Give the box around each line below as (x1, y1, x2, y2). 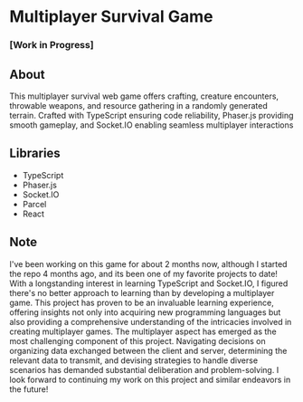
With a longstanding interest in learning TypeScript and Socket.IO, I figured (9, 278, 289, 289)
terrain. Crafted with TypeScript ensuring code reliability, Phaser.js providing (9, 110, 294, 120)
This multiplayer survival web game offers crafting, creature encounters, (9, 91, 279, 101)
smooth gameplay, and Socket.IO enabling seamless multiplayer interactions (9, 120, 294, 130)
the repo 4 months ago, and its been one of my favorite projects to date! (9, 268, 279, 279)
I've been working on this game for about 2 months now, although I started (9, 258, 288, 269)
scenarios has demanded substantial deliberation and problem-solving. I (9, 364, 279, 375)
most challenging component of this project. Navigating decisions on (9, 335, 266, 346)
